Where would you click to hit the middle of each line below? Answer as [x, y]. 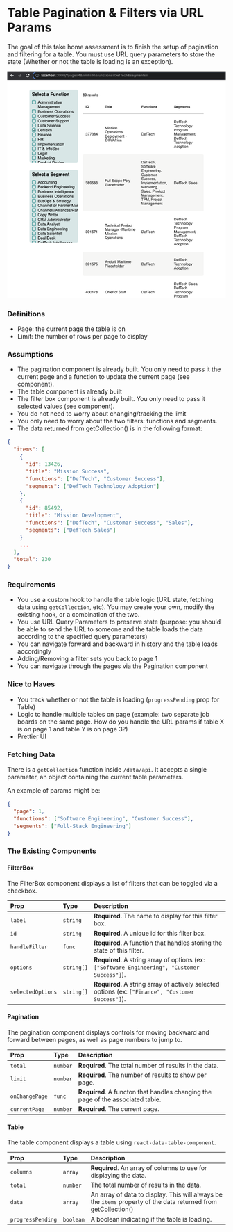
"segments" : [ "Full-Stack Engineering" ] [72, 826]
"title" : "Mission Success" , [68, 471]
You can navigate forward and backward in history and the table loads [118, 644]
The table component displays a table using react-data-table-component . [112, 1142]
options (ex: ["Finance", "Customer [144, 991]
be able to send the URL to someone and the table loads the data [110, 629]
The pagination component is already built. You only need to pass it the [119, 369]
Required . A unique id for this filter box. [149, 933]
